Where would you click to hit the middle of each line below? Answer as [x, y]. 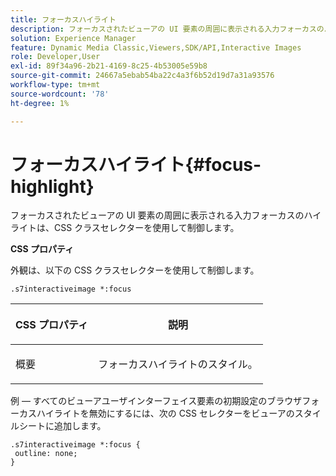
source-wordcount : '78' [60, 94]
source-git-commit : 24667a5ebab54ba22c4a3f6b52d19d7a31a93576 [142, 76]
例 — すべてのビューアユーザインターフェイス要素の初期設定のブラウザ [156, 401]
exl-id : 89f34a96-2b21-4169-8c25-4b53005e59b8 [109, 66]
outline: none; [46, 454]
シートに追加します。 [62, 426]
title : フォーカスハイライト [63, 19]
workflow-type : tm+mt [55, 85]
